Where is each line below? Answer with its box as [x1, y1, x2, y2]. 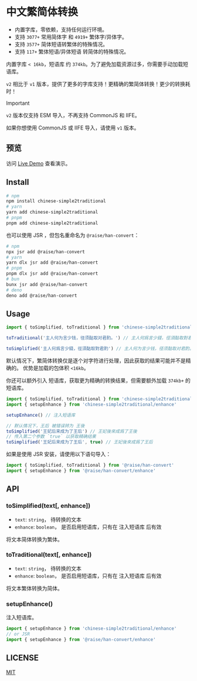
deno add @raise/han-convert [6, 293, 77, 298]
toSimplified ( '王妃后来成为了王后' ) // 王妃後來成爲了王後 [6, 428, 138, 434]
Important [6, 99, 30, 107]
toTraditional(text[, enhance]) [6, 551, 92, 559]
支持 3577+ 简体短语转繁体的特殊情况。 [14, 41, 108, 48]
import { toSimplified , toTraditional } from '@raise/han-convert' [6, 463, 175, 469]
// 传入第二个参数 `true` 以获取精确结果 [6, 434, 97, 440]
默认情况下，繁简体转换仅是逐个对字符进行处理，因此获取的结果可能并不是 [6, 357, 186, 364]
